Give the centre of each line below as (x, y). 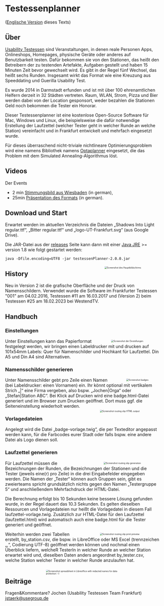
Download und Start (36, 213)
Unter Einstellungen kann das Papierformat (48, 341)
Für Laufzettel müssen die (31, 463)
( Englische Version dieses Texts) (38, 22)
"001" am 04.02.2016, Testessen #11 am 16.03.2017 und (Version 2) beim (78, 296)
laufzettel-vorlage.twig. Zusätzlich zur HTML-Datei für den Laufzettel (75, 514)
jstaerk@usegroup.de (27, 598)
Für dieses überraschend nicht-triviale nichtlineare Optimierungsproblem (79, 145)
